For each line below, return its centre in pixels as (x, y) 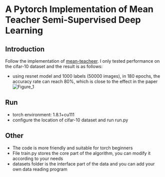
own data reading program (40, 169)
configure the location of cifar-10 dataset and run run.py (70, 120)
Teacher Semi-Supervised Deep (73, 20)
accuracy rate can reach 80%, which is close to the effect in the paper (85, 81)
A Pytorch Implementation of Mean (79, 9)
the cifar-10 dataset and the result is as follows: (54, 66)
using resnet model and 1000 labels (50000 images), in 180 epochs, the (86, 76)
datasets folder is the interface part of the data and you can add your (83, 163)
